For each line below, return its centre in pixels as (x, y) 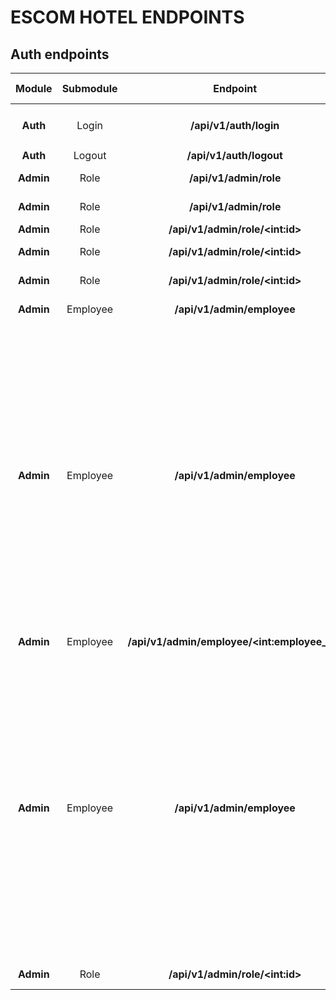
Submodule (89, 88)
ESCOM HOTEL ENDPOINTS (127, 17)
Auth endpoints (60, 54)
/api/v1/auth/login (235, 125)
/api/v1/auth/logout (234, 155)
